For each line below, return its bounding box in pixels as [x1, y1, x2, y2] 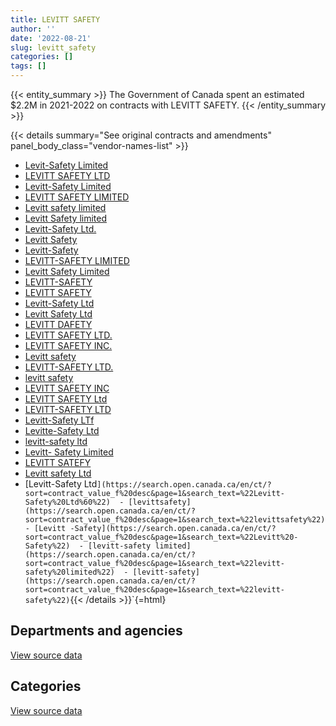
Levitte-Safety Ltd [24, 425, 100, 436]
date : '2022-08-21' [10, 33, 92, 43]
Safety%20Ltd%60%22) [24, 497, 111, 507]
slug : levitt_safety [10, 42, 97, 53]
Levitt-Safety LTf [24, 414, 95, 426]
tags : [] [10, 61, 47, 71]
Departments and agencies [10, 622, 183, 640]
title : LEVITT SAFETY [10, 14, 101, 25]
